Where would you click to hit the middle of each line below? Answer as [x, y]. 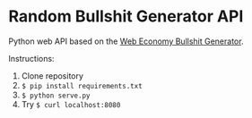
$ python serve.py [56, 96]
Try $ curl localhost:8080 [71, 104]
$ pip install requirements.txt [82, 86]
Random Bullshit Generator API [126, 17]
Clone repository [52, 76]
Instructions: [31, 58]
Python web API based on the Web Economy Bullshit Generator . [126, 41]
